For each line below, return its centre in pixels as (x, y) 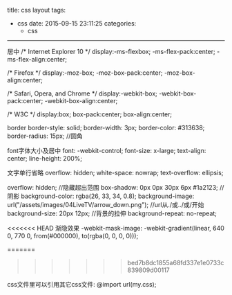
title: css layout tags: (37, 10)
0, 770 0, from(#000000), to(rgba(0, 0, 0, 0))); (73, 236)
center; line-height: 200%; (45, 158)
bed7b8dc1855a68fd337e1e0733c (176, 263)
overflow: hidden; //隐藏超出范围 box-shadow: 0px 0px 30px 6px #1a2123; (113, 187)
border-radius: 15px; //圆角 (45, 136)
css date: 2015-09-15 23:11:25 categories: (77, 23)
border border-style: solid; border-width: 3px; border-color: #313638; (106, 128)
